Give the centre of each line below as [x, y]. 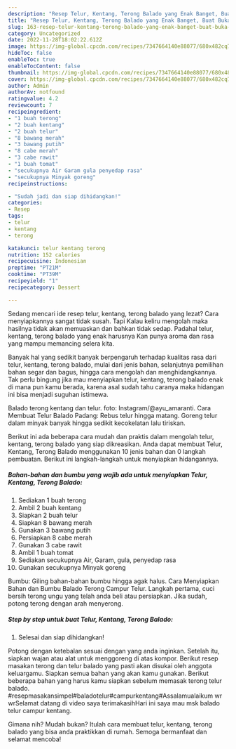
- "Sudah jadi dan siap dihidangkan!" [64, 196]
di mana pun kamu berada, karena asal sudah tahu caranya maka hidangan [116, 386]
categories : [25, 203]
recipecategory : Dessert [44, 287]
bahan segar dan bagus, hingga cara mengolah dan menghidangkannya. [113, 372]
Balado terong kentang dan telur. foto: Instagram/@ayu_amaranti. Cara [110, 408]
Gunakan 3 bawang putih [54, 530]
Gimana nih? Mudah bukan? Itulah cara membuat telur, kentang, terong [110, 724]
